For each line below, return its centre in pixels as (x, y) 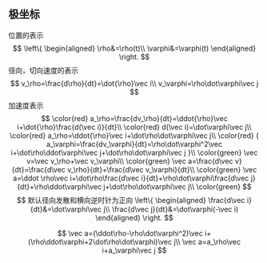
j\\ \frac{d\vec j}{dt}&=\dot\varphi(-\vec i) (171, 209)
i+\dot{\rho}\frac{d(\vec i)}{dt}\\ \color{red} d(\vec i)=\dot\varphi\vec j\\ (134, 127)
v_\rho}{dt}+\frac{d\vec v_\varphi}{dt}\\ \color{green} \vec (162, 169)
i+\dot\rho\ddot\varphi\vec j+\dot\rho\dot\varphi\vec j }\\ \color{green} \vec (134, 152)
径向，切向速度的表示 (43, 70)
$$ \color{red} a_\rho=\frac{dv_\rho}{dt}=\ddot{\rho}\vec (134, 118)
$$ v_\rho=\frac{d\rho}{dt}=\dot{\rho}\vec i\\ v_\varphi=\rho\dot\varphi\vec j (134, 83)
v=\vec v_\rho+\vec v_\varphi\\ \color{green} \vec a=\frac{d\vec (130, 161)
